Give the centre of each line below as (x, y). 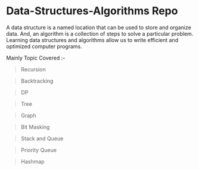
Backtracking (37, 81)
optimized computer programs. (44, 46)
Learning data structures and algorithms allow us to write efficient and (92, 40)
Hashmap (32, 161)
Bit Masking (35, 127)
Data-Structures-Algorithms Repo (92, 11)
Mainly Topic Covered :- (36, 58)
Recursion (33, 69)
